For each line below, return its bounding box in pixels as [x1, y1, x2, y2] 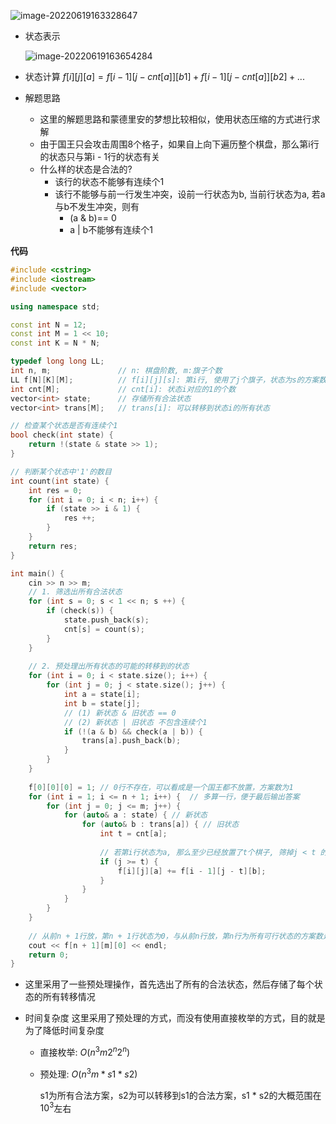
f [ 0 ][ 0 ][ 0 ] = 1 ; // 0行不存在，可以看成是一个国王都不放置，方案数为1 [28, 782, 294, 792]
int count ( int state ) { [10, 476, 110, 486]
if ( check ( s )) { [46, 606, 114, 616]
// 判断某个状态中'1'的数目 [10, 466, 112, 477]
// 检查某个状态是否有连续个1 [10, 421, 118, 431]
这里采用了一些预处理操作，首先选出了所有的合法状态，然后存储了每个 [24, 978, 315, 990]
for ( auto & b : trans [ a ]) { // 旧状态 [81, 820, 240, 830]
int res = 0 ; [28, 485, 83, 495]
